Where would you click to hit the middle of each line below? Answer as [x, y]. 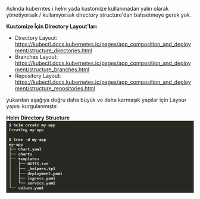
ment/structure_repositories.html [55, 88]
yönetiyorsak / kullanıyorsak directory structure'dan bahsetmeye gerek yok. [99, 15]
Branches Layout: [36, 57]
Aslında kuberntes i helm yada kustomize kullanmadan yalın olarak [87, 9]
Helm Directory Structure [38, 118]
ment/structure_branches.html [52, 70]
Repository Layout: [38, 76]
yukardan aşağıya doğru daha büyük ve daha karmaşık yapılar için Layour [96, 100]
